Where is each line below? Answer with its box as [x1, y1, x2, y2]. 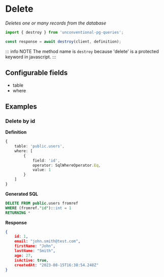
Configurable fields [5, 68, 68, 77]
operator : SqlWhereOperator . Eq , [32, 163, 101, 168]
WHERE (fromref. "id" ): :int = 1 [5, 205, 72, 211]
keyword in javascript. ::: [5, 54, 56, 60]
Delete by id [5, 117, 36, 124]
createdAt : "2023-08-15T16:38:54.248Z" [14, 262, 99, 268]
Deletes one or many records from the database [5, 20, 107, 26]
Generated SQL [5, 191, 38, 197]
